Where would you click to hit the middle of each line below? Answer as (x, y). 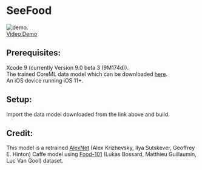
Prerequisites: (33, 53)
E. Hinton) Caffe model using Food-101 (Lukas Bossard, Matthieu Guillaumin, (102, 154)
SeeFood (29, 11)
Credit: (20, 133)
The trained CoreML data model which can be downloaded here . (87, 74)
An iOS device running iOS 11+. (45, 80)
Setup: (19, 100)
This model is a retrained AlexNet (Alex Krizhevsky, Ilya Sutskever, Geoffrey (101, 148)
